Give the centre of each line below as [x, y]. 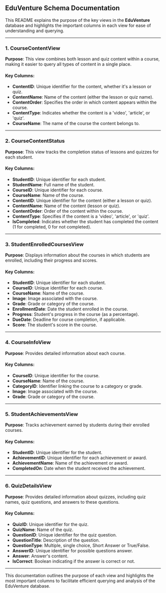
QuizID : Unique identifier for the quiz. [50, 524]
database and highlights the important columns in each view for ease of [78, 25]
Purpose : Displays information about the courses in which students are [78, 255]
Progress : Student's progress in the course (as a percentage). [76, 314]
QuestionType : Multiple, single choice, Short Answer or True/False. [81, 545]
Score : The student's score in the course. [55, 325]
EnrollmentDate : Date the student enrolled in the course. [70, 309]
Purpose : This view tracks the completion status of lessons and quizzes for [82, 152]
